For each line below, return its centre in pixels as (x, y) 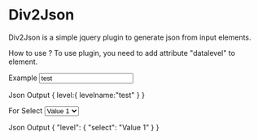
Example (23, 78)
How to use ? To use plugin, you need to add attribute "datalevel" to (122, 53)
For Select (26, 110)
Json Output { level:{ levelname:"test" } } (77, 95)
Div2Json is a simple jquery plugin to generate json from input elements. (130, 37)
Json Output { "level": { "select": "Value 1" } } (84, 127)
